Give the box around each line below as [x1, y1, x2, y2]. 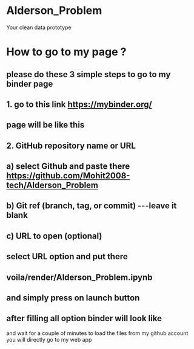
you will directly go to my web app [6, 336, 92, 343]
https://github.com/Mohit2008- [6, 171, 130, 181]
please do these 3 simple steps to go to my [6, 69, 171, 80]
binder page [6, 78, 53, 89]
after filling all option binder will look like [6, 313, 162, 324]
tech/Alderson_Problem [6, 180, 99, 191]
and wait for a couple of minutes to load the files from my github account [6, 329, 189, 337]
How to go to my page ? [6, 45, 127, 59]
